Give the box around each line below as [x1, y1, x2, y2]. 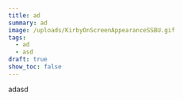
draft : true [8, 56, 48, 64]
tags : [8, 33, 26, 42]
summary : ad [8, 19, 48, 27]
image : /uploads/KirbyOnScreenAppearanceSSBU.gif [8, 26, 176, 34]
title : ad [8, 11, 41, 20]
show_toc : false [8, 63, 62, 71]
